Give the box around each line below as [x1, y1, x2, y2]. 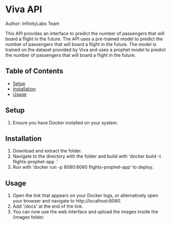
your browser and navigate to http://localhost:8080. [12, 198, 121, 204]
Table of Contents [5, 67, 64, 76]
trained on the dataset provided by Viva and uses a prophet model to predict [5, 46, 166, 53]
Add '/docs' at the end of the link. [12, 203, 83, 210]
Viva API [5, 4, 42, 15]
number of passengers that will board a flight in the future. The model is [5, 41, 157, 47]
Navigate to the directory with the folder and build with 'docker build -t [12, 153, 161, 159]
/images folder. [12, 214, 45, 220]
